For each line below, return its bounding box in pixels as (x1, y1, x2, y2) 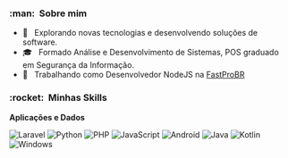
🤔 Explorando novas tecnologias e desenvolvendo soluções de (21, 28, 258, 38)
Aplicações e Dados (9, 112, 85, 122)
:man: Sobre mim (9, 7, 88, 20)
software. (21, 37, 58, 47)
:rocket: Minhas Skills (9, 92, 107, 104)
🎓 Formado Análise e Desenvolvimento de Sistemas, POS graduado (21, 47, 279, 58)
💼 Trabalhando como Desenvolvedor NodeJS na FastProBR (21, 70, 245, 80)
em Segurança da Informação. (21, 60, 135, 71)
